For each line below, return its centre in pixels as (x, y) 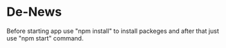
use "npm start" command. (45, 38)
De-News (34, 12)
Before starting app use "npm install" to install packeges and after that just (113, 31)
